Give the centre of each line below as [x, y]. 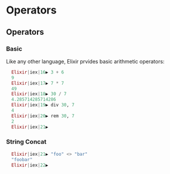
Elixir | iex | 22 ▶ [30, 165]
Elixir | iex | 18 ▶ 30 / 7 [39, 94]
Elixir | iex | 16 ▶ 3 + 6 [38, 72]
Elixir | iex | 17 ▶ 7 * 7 [38, 83]
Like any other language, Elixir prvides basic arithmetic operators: [85, 61]
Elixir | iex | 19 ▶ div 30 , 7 [43, 105]
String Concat [26, 142]
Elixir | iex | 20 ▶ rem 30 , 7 [43, 116]
